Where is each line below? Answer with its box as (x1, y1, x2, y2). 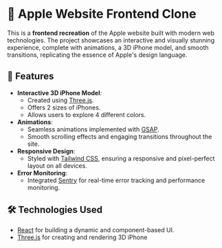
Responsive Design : (16, 147, 76, 155)
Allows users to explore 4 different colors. (27, 110, 146, 119)
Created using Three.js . (27, 96, 94, 104)
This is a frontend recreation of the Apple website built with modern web (7, 29, 215, 37)
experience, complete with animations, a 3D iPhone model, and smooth (7, 43, 209, 51)
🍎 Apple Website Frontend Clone (7, 6, 197, 22)
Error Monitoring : (16, 169, 67, 177)
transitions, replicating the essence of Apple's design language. (7, 51, 188, 59)
